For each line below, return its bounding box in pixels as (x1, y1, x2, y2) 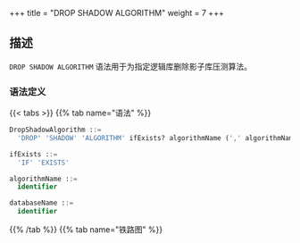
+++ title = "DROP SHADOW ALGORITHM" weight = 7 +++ (9, 8, 225, 18)
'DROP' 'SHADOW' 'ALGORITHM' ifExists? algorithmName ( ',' (17, 133, 242, 142)
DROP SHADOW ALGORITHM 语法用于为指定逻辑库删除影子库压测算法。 (9, 61, 253, 71)
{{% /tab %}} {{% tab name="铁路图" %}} (9, 224, 163, 235)
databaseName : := (9, 198, 74, 208)
